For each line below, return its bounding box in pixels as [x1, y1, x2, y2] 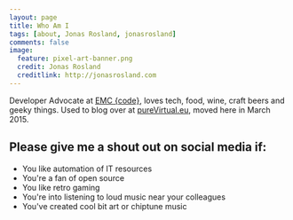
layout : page [9, 12, 58, 22]
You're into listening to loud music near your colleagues [21, 192, 226, 202]
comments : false [9, 37, 69, 47]
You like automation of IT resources [21, 163, 153, 174]
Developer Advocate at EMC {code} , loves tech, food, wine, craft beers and [9, 95, 285, 106]
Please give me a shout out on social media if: [9, 139, 267, 155]
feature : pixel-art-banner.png [17, 54, 133, 63]
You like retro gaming [21, 182, 100, 192]
